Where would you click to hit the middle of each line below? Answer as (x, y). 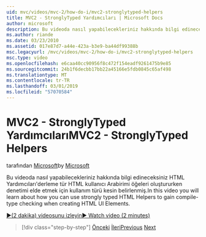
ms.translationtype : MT (37, 75)
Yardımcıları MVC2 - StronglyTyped (97, 135)
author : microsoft (30, 23)
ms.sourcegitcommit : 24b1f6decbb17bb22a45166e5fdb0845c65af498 (89, 69)
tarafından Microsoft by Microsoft (48, 165)
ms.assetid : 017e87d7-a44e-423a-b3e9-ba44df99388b (72, 47)
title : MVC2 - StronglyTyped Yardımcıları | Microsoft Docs (85, 18)
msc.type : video (27, 58)
